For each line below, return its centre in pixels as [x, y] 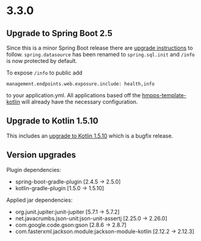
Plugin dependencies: [34, 169]
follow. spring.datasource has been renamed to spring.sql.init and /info [100, 54]
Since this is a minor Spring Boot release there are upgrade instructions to [100, 48]
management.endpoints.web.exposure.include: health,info [81, 84]
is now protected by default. [42, 61]
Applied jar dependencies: [40, 200]
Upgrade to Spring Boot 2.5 [59, 33]
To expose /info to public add [44, 73]
